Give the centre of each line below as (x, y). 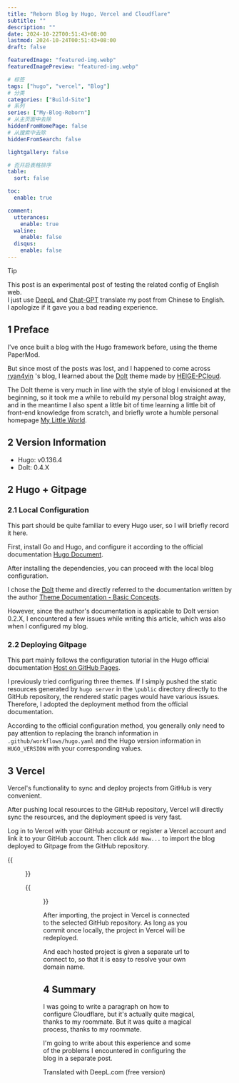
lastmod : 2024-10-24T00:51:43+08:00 (62, 41)
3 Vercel (26, 771)
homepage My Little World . (47, 420)
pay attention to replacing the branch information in (83, 733)
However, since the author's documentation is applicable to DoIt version (113, 611)
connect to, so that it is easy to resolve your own (115, 960)
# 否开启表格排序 (29, 165)
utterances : (32, 217)
